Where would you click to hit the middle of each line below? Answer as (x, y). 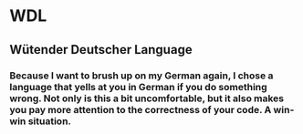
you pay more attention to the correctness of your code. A (141, 109)
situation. (49, 121)
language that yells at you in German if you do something (138, 87)
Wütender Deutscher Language (101, 50)
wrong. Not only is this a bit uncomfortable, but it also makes (147, 98)
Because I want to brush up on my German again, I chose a (141, 76)
